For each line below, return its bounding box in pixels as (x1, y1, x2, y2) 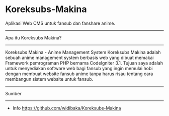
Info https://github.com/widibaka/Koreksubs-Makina (12, 105, 121, 111)
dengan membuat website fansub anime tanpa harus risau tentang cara (5, 71, 153, 77)
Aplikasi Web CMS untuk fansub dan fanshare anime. (5, 20, 116, 26)
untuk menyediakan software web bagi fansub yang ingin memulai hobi (5, 65, 153, 71)
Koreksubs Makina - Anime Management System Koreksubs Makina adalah (5, 49, 161, 55)
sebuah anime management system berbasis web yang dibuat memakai (5, 54, 154, 61)
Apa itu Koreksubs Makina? (5, 34, 62, 41)
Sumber (5, 90, 22, 96)
